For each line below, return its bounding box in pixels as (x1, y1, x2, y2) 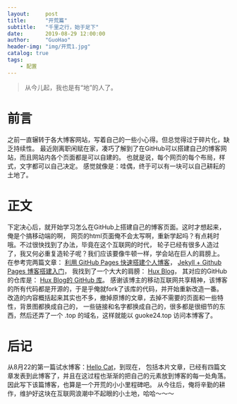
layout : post (7, 10, 59, 18)
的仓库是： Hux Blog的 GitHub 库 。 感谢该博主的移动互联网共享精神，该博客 (7, 275, 228, 284)
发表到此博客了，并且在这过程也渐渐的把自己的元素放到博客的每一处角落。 (13, 372, 230, 380)
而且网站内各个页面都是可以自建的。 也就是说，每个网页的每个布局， (19, 153, 219, 161)
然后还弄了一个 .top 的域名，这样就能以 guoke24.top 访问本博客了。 (19, 311, 217, 319)
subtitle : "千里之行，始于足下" (7, 23, 99, 30)
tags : (7, 57, 23, 64)
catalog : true (7, 50, 49, 57)
